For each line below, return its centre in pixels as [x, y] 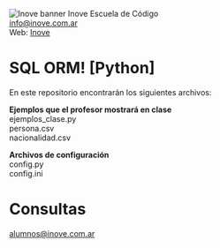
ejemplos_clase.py [43, 118]
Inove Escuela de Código [113, 14]
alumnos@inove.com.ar [52, 233]
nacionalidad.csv [40, 138]
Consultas [48, 210]
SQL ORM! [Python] [82, 68]
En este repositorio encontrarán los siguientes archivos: [110, 92]
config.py [27, 164]
